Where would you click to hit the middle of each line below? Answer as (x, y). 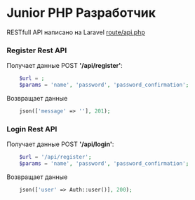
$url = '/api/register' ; (55, 157)
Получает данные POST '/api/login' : (60, 144)
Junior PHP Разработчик (81, 13)
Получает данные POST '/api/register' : (65, 66)
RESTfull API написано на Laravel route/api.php (76, 32)
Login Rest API (32, 129)
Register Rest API (37, 50)
